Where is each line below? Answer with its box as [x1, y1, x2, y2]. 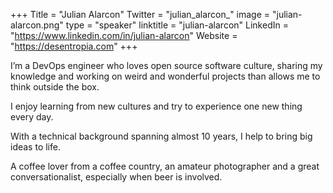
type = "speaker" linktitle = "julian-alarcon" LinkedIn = [65, 19, 289, 31]
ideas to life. [10, 141, 61, 153]
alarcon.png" [10, 19, 64, 31]
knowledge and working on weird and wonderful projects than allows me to [10, 70, 321, 82]
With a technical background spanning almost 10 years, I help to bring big [10, 130, 313, 142]
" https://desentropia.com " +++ [10, 40, 138, 52]
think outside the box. [10, 81, 100, 93]
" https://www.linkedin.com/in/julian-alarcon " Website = [10, 30, 238, 41]
